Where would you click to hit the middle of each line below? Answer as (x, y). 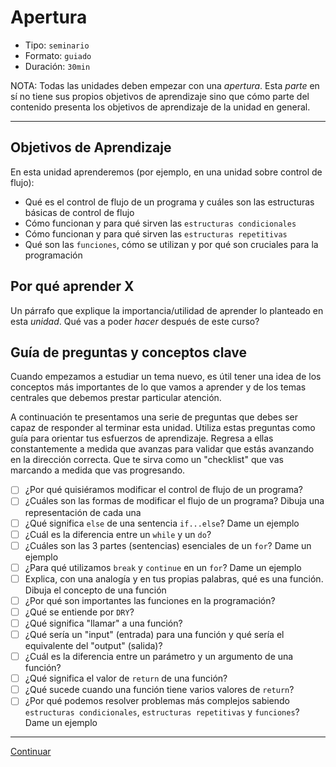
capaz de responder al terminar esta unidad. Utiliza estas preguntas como (163, 428)
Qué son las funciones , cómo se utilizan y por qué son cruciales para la (171, 244)
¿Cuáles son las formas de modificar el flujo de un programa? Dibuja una (174, 501)
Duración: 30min (57, 66)
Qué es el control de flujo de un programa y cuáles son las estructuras (169, 202)
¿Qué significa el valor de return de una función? (126, 678)
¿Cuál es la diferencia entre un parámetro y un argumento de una (159, 657)
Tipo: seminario (57, 45)
